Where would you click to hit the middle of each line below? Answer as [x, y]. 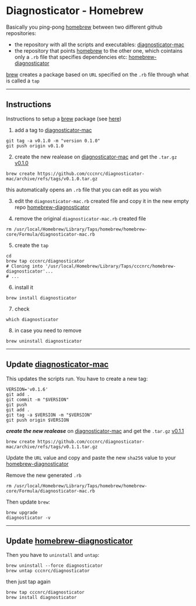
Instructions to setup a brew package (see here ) [64, 119]
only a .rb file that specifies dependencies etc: [71, 57]
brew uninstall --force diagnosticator [55, 566]
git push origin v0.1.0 [35, 146]
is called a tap [23, 81]
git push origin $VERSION [37, 420]
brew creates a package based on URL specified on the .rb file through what [97, 74]
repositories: [21, 33]
